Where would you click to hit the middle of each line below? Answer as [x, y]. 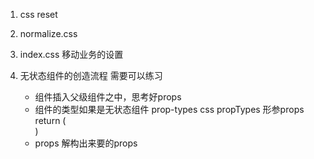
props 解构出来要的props [86, 143]
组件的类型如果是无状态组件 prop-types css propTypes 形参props [169, 109]
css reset [38, 14]
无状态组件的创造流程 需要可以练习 [91, 75]
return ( [50, 120]
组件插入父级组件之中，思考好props [108, 97]
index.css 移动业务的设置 [71, 54]
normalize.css [48, 33]
